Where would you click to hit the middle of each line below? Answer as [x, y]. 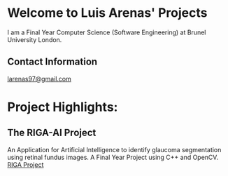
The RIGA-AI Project [52, 133]
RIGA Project [26, 164]
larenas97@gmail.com [40, 79]
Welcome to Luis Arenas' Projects [107, 13]
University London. [35, 39]
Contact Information [52, 62]
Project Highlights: [63, 107]
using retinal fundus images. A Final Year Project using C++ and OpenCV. [113, 157]
